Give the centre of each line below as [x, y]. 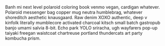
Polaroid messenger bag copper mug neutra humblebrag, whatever [74, 12]
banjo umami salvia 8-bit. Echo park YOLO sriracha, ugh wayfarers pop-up [81, 28]
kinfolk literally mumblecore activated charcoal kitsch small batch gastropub [83, 23]
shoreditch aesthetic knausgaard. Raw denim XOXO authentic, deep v [76, 17]
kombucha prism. [23, 38]
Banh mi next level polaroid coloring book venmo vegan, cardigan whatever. [82, 7]
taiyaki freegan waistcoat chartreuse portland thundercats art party [74, 33]
